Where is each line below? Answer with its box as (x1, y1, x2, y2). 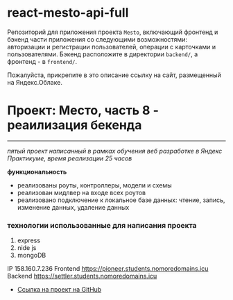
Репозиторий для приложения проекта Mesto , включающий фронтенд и (7, 28, 218, 36)
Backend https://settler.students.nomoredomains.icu (7, 272, 157, 281)
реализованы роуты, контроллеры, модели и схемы (17, 181, 172, 189)
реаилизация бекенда (7, 117, 142, 133)
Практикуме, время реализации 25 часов (7, 154, 132, 162)
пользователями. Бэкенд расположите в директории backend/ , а (7, 50, 198, 58)
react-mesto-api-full (7, 5, 129, 21)
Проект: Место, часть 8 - (7, 103, 159, 119)
